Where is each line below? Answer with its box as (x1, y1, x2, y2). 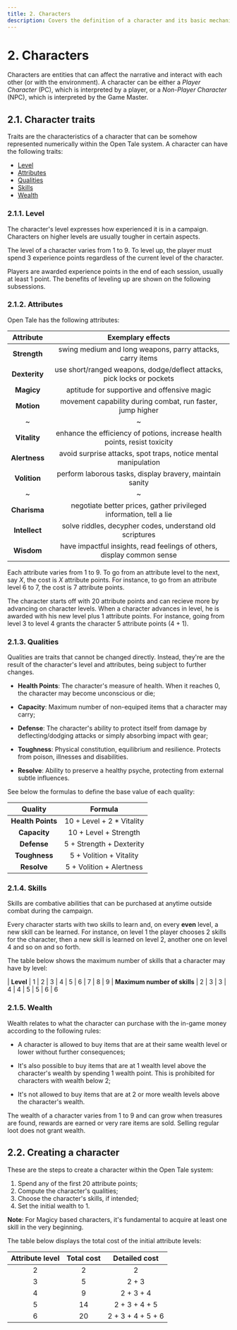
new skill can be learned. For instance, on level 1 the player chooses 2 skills (7, 928, 227, 936)
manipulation (117, 457, 161, 467)
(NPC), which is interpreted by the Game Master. (7, 93, 149, 102)
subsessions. (7, 282, 46, 290)
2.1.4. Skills (7, 883, 47, 893)
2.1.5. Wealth (7, 1003, 53, 1013)
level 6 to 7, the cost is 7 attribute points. (7, 583, 125, 592)
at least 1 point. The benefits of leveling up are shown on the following (7, 275, 211, 283)
